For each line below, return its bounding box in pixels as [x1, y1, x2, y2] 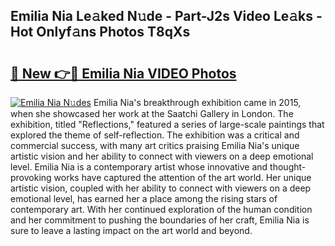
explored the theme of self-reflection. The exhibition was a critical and [10, 129, 300, 141]
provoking [10, 172, 52, 183]
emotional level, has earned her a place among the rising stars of [10, 193, 278, 204]
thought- [269, 161, 307, 173]
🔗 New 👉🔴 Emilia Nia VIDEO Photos [10, 65, 237, 82]
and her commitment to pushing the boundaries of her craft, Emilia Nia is [10, 214, 310, 226]
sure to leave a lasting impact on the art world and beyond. [10, 225, 253, 236]
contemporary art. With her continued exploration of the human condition [10, 204, 313, 215]
